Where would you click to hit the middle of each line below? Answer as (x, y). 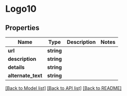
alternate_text (25, 76)
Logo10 (21, 9)
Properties (22, 28)
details (16, 67)
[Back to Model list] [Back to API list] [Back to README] (63, 88)
